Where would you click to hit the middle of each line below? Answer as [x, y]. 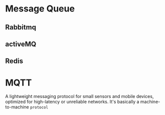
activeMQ [21, 44]
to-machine [17, 107]
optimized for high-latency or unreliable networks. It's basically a [72, 102]
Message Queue [40, 9]
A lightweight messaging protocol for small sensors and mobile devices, [79, 96]
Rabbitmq [21, 27]
